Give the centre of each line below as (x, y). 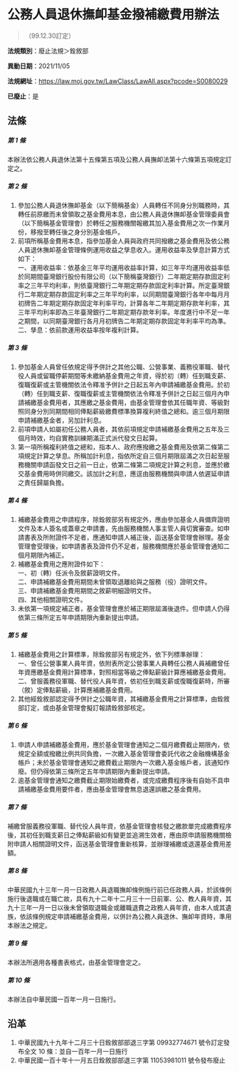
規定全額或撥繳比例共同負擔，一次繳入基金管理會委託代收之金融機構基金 (123, 754)
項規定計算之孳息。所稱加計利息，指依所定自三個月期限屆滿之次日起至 (121, 456)
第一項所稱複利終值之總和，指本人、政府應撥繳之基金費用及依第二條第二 (123, 447)
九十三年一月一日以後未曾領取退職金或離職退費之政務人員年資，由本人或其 (116, 908)
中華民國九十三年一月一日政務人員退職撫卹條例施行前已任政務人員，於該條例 (119, 890)
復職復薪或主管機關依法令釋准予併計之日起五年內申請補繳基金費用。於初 (123, 385)
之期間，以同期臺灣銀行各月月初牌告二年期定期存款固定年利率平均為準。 (123, 321)
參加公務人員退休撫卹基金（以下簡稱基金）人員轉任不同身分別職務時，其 (123, 205)
